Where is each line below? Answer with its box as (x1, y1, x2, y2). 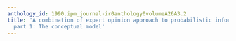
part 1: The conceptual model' (13, 23, 105, 30)
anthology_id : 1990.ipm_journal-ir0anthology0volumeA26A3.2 (7, 10, 188, 17)
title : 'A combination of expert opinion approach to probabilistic (7, 17, 212, 24)
